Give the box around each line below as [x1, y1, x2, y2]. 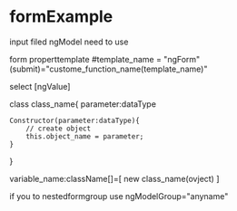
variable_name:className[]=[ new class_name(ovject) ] [9, 173, 220, 184]
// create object [25, 124, 92, 133]
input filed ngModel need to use [9, 36, 129, 47]
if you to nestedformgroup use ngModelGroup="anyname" [9, 190, 229, 201]
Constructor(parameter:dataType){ [9, 116, 141, 125]
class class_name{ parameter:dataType [9, 98, 157, 110]
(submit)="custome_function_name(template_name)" [9, 63, 208, 74]
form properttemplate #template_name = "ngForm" [9, 53, 201, 64]
